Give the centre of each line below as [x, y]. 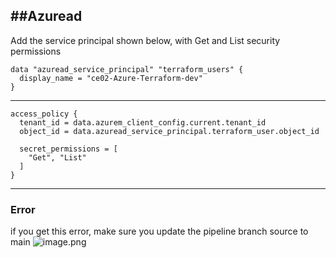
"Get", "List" [57, 157]
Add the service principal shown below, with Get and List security [145, 40]
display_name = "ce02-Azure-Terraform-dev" [111, 78]
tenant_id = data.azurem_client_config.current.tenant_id [143, 122]
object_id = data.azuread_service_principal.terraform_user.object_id [169, 131]
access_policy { [44, 114]
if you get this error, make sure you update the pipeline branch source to [159, 231]
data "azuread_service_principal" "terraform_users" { [127, 69]
